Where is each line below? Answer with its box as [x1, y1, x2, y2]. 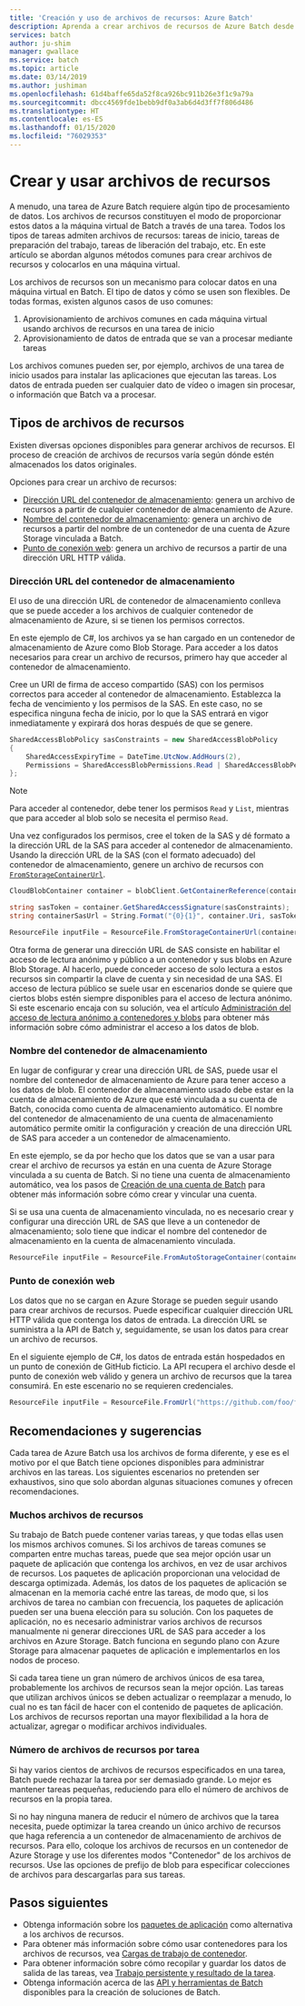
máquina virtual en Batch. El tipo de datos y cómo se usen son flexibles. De [9, 286, 290, 296]
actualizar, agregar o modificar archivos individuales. [9, 1720, 207, 1732]
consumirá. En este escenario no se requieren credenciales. [9, 1380, 234, 1391]
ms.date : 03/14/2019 [9, 73, 88, 82]
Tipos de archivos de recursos [9, 416, 185, 431]
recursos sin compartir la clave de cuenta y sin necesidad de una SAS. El [9, 973, 283, 984]
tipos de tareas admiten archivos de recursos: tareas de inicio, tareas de [9, 229, 280, 241]
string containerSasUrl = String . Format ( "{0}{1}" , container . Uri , [9, 911, 266, 921]
